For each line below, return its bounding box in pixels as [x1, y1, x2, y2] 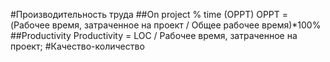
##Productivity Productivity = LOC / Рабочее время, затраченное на [10, 30, 298, 41]
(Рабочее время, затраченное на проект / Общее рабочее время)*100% [10, 19, 322, 31]
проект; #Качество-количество [10, 40, 145, 52]
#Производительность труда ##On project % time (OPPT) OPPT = [10, 9, 289, 20]
